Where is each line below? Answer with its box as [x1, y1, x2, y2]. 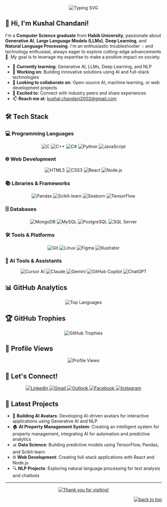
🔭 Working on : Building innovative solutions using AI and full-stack [12, 69, 150, 75]
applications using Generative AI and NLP [12, 418, 98, 424]
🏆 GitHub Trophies [5, 314, 66, 323]
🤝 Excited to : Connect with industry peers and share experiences [12, 90, 147, 96]
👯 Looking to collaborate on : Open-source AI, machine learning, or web [12, 79, 160, 85]
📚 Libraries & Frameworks [5, 180, 71, 187]
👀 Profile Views [5, 344, 53, 353]
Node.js [12, 460, 29, 466]
